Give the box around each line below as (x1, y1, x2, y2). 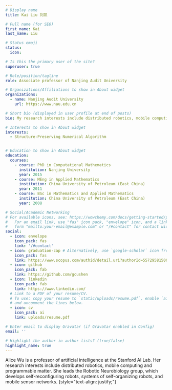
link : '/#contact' (14, 243, 54, 248)
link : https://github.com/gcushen (14, 272, 88, 277)
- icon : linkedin (10, 277, 47, 282)
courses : (10, 158, 29, 163)
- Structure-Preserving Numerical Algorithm (10, 134, 106, 140)
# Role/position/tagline (5, 73, 58, 79)
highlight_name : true (5, 343, 52, 348)
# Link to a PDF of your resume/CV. (10, 291, 88, 296)
